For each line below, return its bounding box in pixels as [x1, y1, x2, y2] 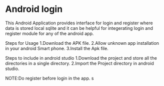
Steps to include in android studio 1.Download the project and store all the [5, 55, 157, 61]
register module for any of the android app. [5, 30, 94, 36]
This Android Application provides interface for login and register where [5, 20, 153, 26]
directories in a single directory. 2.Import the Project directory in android [5, 60, 154, 66]
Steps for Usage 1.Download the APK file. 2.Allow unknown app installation [5, 40, 159, 46]
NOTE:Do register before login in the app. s [5, 75, 94, 81]
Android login [5, 3, 63, 15]
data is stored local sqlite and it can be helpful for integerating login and [5, 25, 153, 31]
